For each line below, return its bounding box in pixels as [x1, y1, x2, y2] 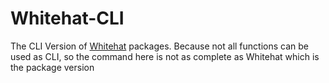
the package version [10, 61, 95, 73]
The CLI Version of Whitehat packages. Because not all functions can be [10, 40, 309, 52]
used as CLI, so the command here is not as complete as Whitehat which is [10, 50, 320, 62]
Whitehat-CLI [10, 7, 125, 30]
